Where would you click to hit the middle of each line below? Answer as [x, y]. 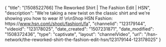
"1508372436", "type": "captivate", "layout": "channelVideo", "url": [74, 34]
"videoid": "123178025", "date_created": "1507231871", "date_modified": [79, 29]
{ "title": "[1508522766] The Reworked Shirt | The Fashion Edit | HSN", [78, 8]
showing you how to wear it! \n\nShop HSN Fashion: [59, 18]
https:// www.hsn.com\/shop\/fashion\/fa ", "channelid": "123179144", [75, 23]
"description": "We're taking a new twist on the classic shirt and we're [77, 13]
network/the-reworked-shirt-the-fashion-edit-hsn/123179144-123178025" [81, 39]
